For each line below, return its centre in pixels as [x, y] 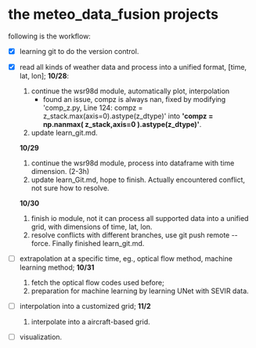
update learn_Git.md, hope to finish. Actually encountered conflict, [138, 180]
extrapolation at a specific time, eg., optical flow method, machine [126, 259]
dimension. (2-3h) [60, 172]
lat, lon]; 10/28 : [44, 76]
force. [41, 244]
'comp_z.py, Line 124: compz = [93, 108]
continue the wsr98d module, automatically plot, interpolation [130, 91]
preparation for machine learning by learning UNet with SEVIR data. [140, 291]
